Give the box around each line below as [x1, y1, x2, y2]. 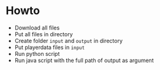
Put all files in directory [14, 30, 73, 37]
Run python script [14, 50, 60, 57]
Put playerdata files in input [14, 44, 85, 51]
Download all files [14, 24, 60, 31]
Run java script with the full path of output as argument [14, 56, 154, 64]
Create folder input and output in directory [14, 37, 123, 44]
